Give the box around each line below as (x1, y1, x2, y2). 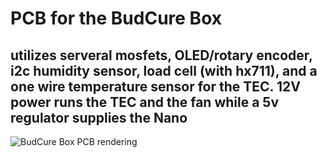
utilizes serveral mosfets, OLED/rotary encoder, (10, 47, 313, 64)
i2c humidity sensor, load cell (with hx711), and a (10, 62, 318, 79)
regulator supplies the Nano (10, 109, 188, 126)
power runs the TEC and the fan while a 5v (10, 93, 280, 111)
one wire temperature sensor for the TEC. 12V (10, 78, 301, 95)
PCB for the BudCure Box (10, 7, 222, 30)
